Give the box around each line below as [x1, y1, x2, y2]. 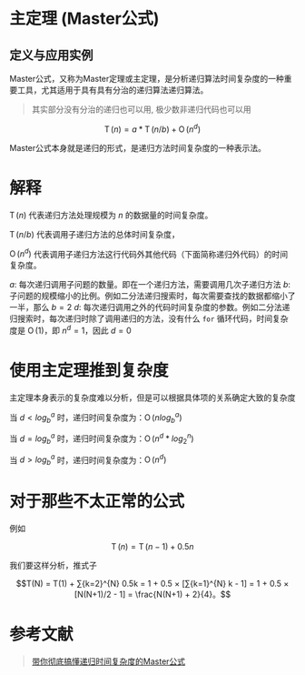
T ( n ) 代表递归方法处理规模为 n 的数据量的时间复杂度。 [9, 209, 213, 220]
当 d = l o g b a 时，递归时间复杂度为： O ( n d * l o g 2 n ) [9, 431, 194, 446]
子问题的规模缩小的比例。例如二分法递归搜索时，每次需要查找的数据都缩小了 [9, 290, 296, 301]
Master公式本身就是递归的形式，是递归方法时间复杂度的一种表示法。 [9, 142, 266, 153]
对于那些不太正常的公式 [9, 491, 185, 512]
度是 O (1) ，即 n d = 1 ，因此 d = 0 [9, 324, 132, 336]
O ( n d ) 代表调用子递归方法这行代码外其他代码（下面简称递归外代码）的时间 [9, 247, 289, 259]
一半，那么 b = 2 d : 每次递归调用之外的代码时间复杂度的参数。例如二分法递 [9, 302, 290, 313]
